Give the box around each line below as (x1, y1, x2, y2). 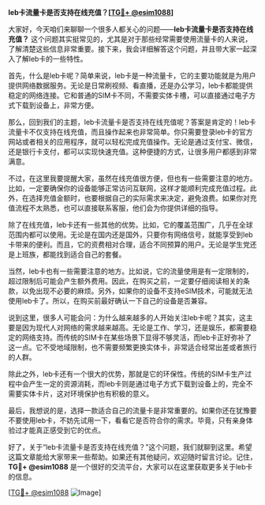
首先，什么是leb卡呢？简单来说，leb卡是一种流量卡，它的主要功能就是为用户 (8, 71, 256, 80)
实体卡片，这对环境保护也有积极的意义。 (21, 389, 154, 398)
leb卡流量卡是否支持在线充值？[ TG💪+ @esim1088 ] (8, 8, 174, 17)
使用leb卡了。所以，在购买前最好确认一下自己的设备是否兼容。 (8, 296, 212, 305)
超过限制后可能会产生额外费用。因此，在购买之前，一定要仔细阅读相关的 (8, 277, 243, 285)
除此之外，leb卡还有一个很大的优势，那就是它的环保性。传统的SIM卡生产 (8, 369, 245, 379)
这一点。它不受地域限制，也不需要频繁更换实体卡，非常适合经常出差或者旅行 (8, 343, 257, 352)
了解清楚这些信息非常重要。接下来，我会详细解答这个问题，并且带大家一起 (8, 44, 250, 54)
